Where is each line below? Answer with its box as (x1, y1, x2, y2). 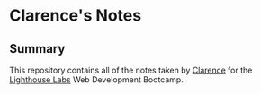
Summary (9, 41, 66, 56)
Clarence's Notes (9, 5, 142, 26)
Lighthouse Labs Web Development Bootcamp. (9, 74, 184, 85)
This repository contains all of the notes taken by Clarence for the (9, 64, 253, 75)
